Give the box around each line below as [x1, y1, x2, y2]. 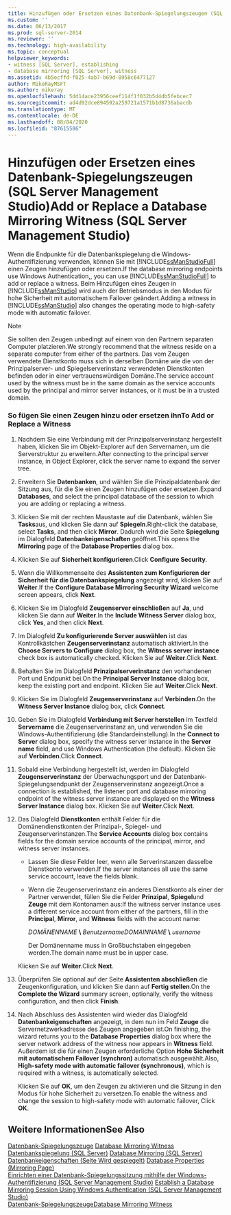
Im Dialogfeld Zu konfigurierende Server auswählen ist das [17, 631, 188, 639]
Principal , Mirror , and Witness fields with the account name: [27, 914, 201, 922]
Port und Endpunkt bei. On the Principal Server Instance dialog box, [17, 674, 210, 682]
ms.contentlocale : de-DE [8, 112, 79, 119]
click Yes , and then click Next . [17, 618, 104, 626]
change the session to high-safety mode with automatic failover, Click [17, 1096, 215, 1104]
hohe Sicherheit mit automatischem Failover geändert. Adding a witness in [8, 294, 217, 302]
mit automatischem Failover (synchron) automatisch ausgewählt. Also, [17, 1054, 219, 1062]
